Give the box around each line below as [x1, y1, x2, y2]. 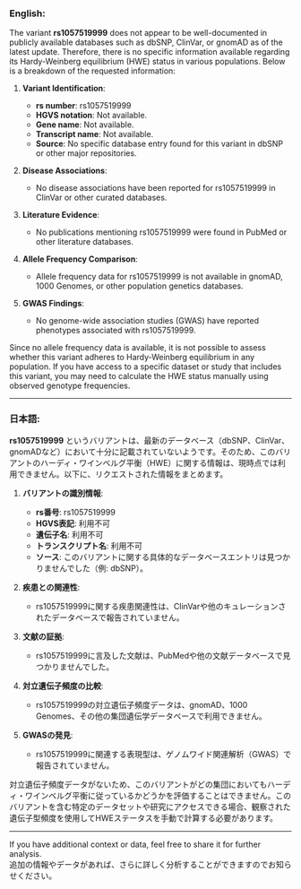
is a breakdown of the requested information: [9, 65, 176, 76]
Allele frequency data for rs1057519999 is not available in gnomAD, [35, 272, 284, 282]
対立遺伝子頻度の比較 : [21, 680, 104, 691]
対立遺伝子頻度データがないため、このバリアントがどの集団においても [9, 779, 268, 790]
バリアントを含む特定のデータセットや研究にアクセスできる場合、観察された [9, 801, 291, 812]
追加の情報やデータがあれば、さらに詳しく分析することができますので [9, 859, 269, 869]
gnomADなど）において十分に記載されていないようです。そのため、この [9, 446, 276, 457]
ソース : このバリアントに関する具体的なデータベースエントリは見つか [35, 551, 291, 562]
